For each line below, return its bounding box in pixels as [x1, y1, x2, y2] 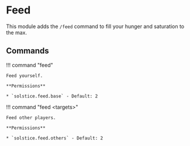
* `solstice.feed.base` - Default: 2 [6, 93, 98, 99]
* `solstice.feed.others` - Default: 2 [6, 135, 103, 141]
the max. [6, 29, 27, 36]
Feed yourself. [6, 72, 43, 79]
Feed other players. [6, 114, 57, 120]
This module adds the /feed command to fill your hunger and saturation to [6, 23, 185, 30]
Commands [6, 46, 50, 56]
